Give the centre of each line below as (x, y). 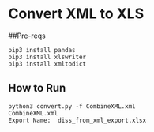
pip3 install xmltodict (47, 64)
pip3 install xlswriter (47, 57)
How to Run (37, 88)
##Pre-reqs (27, 36)
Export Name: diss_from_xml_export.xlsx (77, 120)
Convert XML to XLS (76, 14)
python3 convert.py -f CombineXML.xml (72, 106)
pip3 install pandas (42, 50)
